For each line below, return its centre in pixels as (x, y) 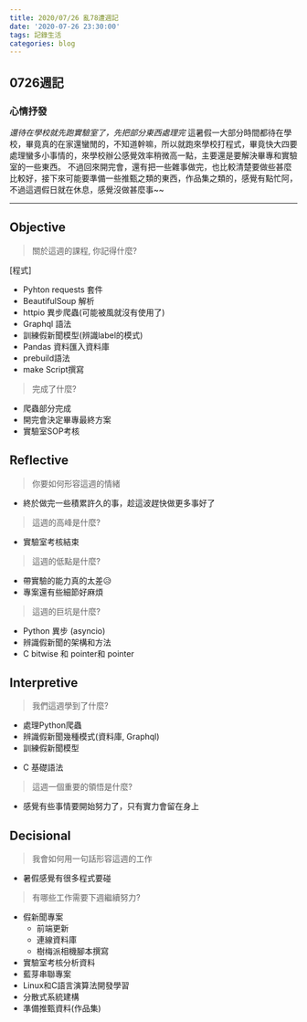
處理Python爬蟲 (52, 725)
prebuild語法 (46, 358)
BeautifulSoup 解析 (58, 300)
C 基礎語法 (43, 767)
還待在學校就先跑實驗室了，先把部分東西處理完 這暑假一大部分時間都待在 (147, 132)
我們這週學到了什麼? (70, 706)
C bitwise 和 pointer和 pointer (78, 653)
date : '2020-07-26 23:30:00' (65, 26)
